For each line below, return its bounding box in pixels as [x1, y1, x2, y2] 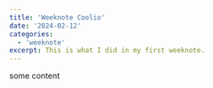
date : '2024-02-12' [9, 21, 82, 30]
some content [9, 70, 61, 81]
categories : [9, 29, 53, 38]
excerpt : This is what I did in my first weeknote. [9, 46, 205, 55]
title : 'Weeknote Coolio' [9, 12, 105, 22]
